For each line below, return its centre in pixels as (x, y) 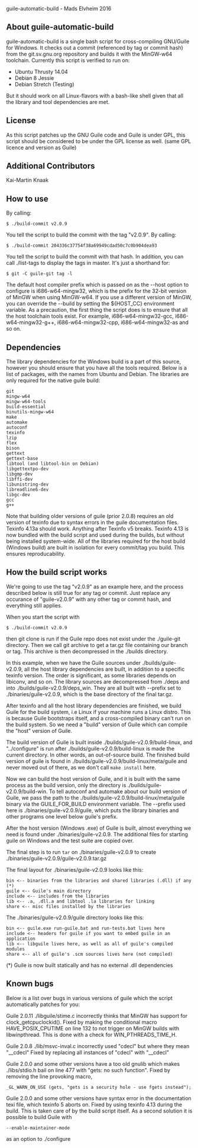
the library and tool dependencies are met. (58, 102)
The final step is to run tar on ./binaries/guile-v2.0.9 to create (81, 852)
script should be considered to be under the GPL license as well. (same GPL (99, 141)
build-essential (26, 407)
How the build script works (57, 572)
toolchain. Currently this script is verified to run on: (68, 60)
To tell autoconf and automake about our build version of (118, 791)
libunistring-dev (27, 484)
